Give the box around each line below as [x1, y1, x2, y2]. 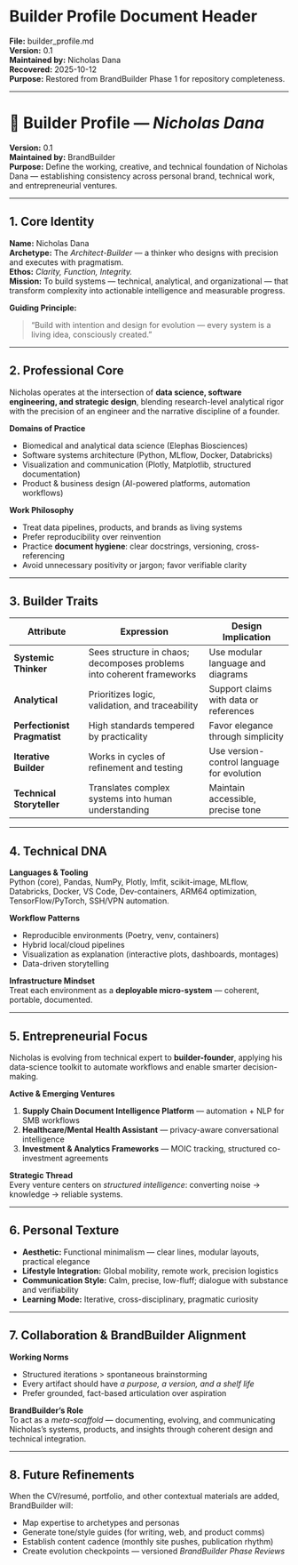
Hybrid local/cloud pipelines [21, 940, 126, 951]
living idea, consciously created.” [30, 329, 153, 340]
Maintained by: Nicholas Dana [9, 54, 122, 65]
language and [208, 657, 266, 670]
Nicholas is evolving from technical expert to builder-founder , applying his [9, 1052, 283, 1063]
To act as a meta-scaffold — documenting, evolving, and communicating [9, 1414, 276, 1425]
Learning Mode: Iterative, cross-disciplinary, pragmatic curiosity [21, 1294, 259, 1304]
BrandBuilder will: [9, 1500, 74, 1511]
